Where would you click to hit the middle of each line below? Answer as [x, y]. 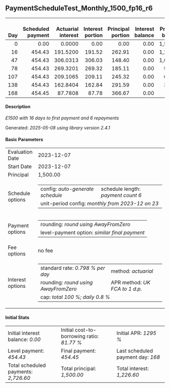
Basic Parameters [24, 139]
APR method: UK [131, 283]
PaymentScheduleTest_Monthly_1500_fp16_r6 [79, 8]
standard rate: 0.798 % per [73, 268]
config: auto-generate [67, 189]
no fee [45, 251]
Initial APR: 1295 [136, 333]
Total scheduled [27, 365]
